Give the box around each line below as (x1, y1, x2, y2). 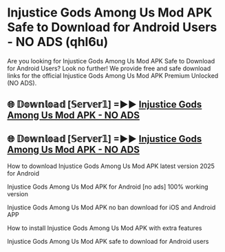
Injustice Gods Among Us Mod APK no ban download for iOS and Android (7, 203, 216, 211)
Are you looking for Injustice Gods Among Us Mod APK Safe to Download (7, 56, 215, 65)
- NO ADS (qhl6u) (7, 34, 109, 50)
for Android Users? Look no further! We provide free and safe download (7, 64, 211, 72)
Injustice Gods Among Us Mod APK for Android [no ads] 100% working (7, 182, 208, 191)
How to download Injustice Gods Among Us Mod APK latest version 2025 (7, 162, 215, 170)
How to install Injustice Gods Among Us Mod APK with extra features (7, 224, 202, 232)
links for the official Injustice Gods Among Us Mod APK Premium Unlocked (7, 71, 219, 80)
